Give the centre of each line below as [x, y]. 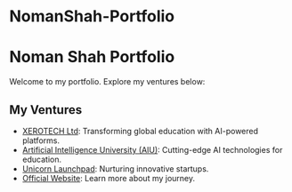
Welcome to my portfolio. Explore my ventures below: [107, 82]
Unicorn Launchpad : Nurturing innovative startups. [115, 168]
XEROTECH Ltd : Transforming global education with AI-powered [140, 131]
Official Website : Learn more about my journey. [109, 178]
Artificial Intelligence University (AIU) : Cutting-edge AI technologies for [152, 149]
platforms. [41, 140]
